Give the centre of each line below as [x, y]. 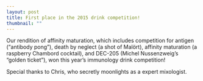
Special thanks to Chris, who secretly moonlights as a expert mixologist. [97, 72]
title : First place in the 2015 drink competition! [73, 18]
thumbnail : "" [24, 23]
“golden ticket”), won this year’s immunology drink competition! [86, 60]
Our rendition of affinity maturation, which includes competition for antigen [100, 41]
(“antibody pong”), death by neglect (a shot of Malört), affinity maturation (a [102, 47]
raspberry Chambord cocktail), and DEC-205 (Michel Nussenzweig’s [92, 54]
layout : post [23, 12]
